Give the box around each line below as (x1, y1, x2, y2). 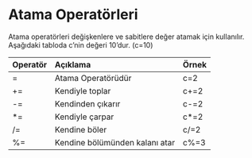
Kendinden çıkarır (54, 98, 121, 109)
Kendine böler (54, 124, 107, 135)
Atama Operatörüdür (54, 72, 132, 83)
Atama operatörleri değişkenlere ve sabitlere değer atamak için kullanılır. (8, 32, 245, 41)
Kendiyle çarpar (54, 111, 114, 122)
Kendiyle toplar (54, 85, 111, 96)
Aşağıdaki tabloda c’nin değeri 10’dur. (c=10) (8, 40, 153, 49)
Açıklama (54, 59, 91, 70)
